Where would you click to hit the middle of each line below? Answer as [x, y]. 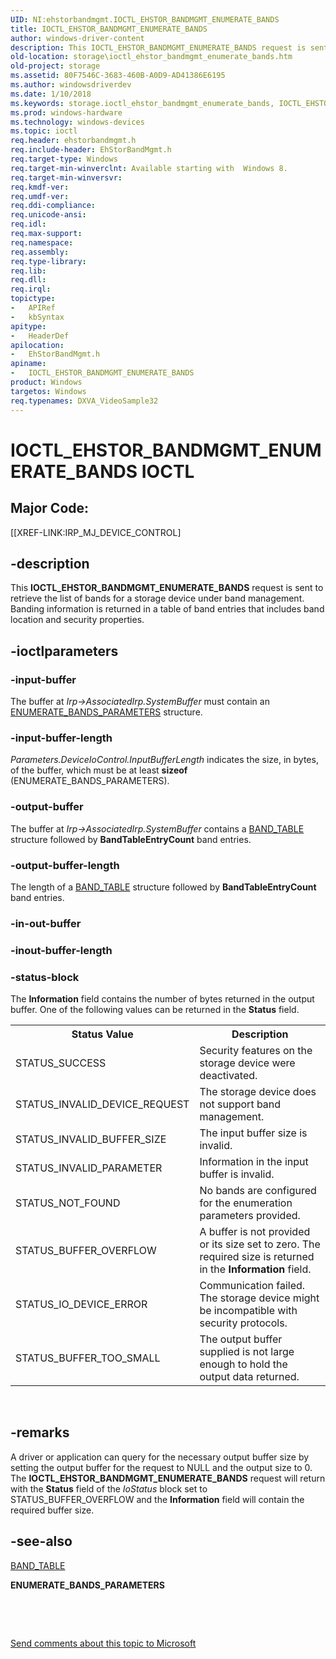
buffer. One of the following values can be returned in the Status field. [155, 1010]
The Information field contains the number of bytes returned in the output [162, 999]
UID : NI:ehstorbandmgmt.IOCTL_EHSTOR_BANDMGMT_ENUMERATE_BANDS [145, 19]
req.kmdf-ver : [40, 187]
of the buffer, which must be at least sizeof [99, 770]
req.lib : [28, 271]
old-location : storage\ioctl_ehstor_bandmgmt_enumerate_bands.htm [151, 57]
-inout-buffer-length [61, 950]
